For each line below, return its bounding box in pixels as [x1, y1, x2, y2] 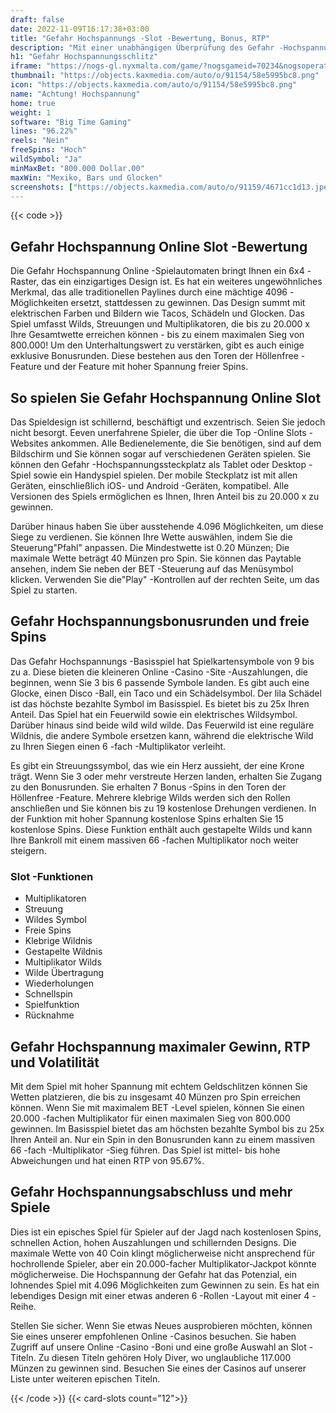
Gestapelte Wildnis [24, 946, 103, 958]
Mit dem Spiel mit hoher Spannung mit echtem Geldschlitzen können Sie [10, 1080, 308, 1092]
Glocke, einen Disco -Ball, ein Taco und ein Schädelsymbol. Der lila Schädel [10, 687, 322, 699]
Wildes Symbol [24, 914, 87, 926]
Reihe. [10, 1300, 37, 1312]
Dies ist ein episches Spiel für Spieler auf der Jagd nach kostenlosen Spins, [10, 1226, 322, 1238]
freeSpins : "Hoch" [10, 145, 87, 155]
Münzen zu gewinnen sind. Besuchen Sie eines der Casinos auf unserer [10, 1362, 307, 1374]
